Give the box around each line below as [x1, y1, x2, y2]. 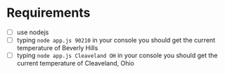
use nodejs [16, 28, 49, 36]
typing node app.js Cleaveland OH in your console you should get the [16, 51, 218, 60]
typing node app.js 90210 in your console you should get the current [16, 36, 216, 44]
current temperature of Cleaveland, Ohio [16, 59, 134, 68]
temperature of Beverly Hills [16, 44, 98, 52]
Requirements [6, 5, 91, 21]
